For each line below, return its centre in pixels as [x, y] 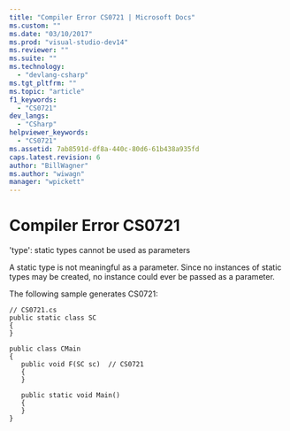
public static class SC [53, 318]
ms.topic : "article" [47, 91]
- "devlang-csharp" [53, 75]
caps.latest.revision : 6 [55, 157]
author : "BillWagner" [49, 165]
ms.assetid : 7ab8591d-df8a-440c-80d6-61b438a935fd [104, 149]
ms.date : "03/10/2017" [51, 34]
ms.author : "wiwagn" [47, 173]
